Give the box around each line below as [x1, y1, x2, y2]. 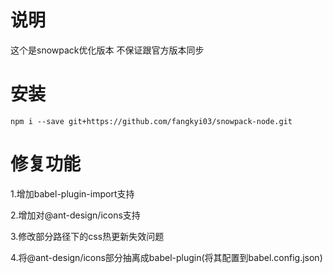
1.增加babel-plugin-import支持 [10, 187, 135, 200]
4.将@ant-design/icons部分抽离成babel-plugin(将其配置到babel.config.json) [10, 251, 323, 263]
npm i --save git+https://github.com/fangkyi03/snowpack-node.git [10, 116, 293, 126]
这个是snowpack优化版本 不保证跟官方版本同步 [10, 44, 205, 56]
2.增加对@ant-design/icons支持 [10, 209, 141, 221]
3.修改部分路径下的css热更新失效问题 [10, 230, 165, 242]
